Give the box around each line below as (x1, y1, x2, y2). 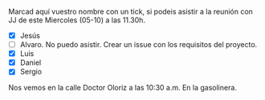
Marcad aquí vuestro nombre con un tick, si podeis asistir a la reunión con (8, 7, 253, 16)
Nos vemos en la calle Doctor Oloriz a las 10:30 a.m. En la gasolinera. (8, 83, 237, 93)
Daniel (19, 58, 42, 67)
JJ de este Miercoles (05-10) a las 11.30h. (8, 15, 146, 25)
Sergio (19, 67, 43, 77)
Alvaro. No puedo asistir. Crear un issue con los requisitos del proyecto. (19, 40, 258, 50)
